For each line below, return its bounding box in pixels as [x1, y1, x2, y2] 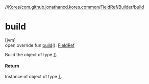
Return [5, 63, 20, 68]
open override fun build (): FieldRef [5, 42, 75, 48]
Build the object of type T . [5, 51, 58, 57]
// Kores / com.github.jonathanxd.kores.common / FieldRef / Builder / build [5, 4, 144, 10]
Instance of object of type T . [5, 74, 63, 80]
